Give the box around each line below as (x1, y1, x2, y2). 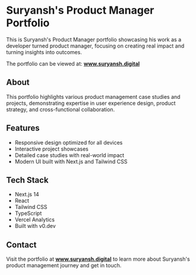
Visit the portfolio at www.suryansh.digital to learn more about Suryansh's (6, 255, 190, 262)
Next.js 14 (14, 191, 40, 198)
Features (6, 123, 40, 133)
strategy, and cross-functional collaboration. (6, 105, 115, 113)
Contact (6, 239, 37, 250)
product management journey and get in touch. (6, 262, 122, 269)
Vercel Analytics (14, 216, 55, 223)
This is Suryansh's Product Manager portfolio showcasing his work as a (6, 36, 182, 43)
